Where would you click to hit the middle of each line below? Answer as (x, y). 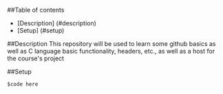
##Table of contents (36, 10)
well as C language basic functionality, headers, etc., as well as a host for (111, 51)
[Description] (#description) (56, 23)
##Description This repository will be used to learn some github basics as (111, 44)
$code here (23, 84)
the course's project (35, 58)
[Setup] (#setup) (41, 31)
